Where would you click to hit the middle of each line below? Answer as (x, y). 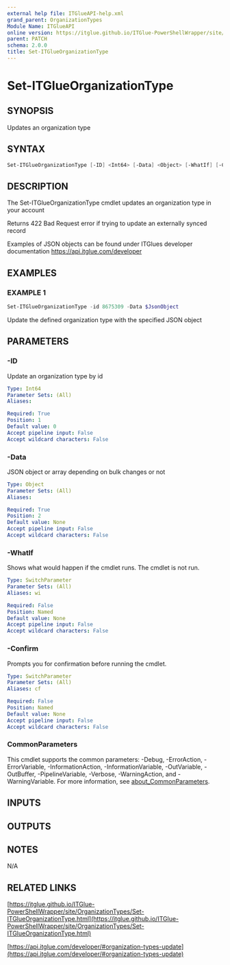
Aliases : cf (24, 689)
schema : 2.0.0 (27, 45)
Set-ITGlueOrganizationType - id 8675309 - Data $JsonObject (93, 307)
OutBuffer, (22, 774)
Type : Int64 (24, 389)
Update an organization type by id (55, 376)
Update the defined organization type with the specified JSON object (104, 319)
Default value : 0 (32, 427)
